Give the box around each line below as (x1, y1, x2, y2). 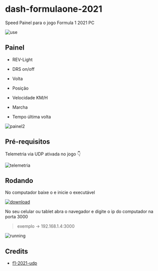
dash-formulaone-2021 (5, 3, 103, 15)
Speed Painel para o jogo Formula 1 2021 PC (5, 20, 95, 26)
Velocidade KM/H (12, 94, 48, 100)
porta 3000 (5, 214, 28, 220)
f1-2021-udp (12, 260, 38, 266)
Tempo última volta (12, 114, 52, 120)
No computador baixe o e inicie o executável (5, 189, 95, 195)
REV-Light (12, 57, 33, 62)
